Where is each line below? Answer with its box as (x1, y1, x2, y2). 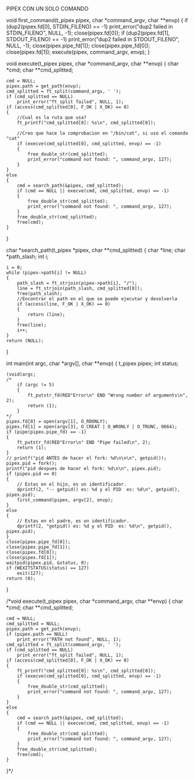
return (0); (6, 575, 36, 581)
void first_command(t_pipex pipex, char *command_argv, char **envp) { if (6, 17, 188, 23)
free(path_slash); (17, 291, 63, 297)
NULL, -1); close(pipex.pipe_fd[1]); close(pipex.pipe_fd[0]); (6, 42, 150, 49)
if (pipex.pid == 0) (6, 471, 58, 477)
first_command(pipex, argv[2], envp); (17, 497, 113, 503)
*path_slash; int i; (6, 253, 49, 260)
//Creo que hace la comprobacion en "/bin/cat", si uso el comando (17, 130, 188, 136)
